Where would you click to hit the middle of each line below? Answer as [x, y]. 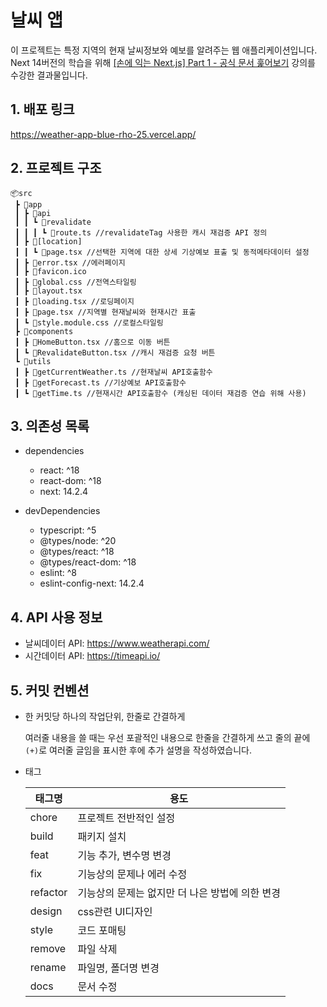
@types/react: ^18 [77, 552]
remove [48, 948]
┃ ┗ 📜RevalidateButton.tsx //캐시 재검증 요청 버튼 [115, 352]
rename [48, 967]
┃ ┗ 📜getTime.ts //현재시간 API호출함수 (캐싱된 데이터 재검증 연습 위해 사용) [160, 393]
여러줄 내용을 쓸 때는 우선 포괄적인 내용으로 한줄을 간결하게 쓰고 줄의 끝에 [167, 737]
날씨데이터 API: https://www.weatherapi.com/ [117, 643]
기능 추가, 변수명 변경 [124, 855]
